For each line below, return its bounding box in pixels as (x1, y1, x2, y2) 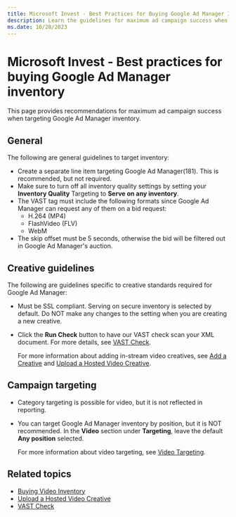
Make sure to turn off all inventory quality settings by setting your (17, 182, 207, 191)
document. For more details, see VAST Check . (17, 338, 152, 346)
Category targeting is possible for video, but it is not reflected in (17, 398, 203, 407)
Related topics (7, 468, 72, 480)
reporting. (17, 405, 47, 414)
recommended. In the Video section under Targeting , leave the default (17, 426, 223, 435)
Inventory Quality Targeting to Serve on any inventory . (17, 189, 179, 198)
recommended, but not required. (17, 174, 112, 183)
